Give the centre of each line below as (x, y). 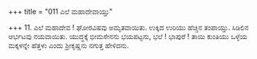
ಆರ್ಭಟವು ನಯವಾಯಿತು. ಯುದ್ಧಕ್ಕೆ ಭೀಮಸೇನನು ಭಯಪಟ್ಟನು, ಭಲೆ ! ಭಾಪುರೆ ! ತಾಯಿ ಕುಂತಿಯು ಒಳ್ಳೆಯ (128, 36)
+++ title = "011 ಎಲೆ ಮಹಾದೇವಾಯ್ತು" (61, 12)
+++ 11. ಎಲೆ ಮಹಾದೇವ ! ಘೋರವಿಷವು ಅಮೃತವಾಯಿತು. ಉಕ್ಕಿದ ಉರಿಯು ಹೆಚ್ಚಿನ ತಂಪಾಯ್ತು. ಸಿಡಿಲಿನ (128, 28)
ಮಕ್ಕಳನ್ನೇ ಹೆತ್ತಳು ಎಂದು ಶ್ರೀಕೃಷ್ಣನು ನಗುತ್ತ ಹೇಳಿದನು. (69, 45)
